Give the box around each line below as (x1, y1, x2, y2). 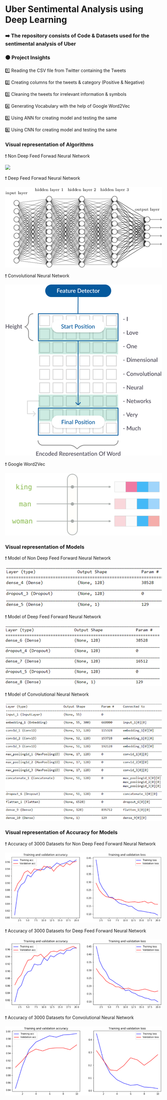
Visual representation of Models (5, 543, 84, 550)
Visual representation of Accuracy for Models (5, 829, 118, 836)
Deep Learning (5, 14, 67, 25)
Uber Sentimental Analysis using (5, 3, 144, 15)
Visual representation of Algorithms (5, 141, 94, 148)
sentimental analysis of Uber (5, 40, 76, 47)
